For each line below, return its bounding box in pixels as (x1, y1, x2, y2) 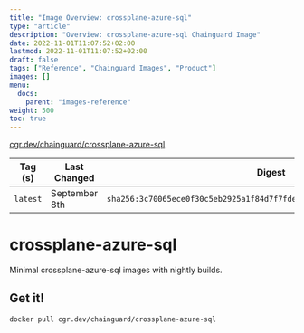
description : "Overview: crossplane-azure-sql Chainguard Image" (9, 30, 261, 39)
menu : (9, 81, 30, 90)
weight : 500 (9, 106, 54, 115)
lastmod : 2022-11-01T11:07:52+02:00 (9, 47, 147, 56)
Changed (53, 172, 95, 185)
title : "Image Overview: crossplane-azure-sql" (9, 13, 193, 23)
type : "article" (9, 22, 71, 31)
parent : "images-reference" (25, 97, 131, 107)
